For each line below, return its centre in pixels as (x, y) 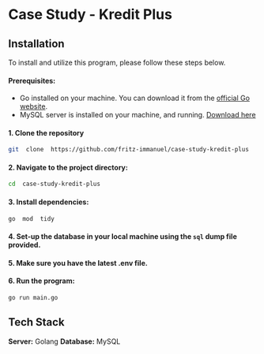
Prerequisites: (32, 80)
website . (34, 106)
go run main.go (33, 297)
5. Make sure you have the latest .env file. (78, 263)
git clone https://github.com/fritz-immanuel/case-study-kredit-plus (128, 150)
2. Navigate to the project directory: (68, 167)
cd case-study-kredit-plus (55, 184)
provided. (25, 245)
